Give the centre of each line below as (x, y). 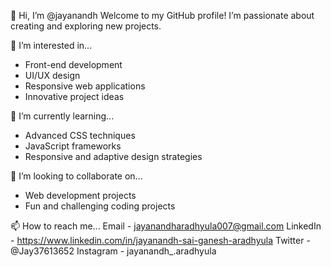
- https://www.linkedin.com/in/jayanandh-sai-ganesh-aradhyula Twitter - (160, 240)
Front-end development (73, 64)
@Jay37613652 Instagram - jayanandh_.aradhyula (113, 251)
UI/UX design (52, 75)
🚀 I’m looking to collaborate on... (76, 176)
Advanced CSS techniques (80, 135)
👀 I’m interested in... (51, 45)
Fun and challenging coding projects (100, 206)
